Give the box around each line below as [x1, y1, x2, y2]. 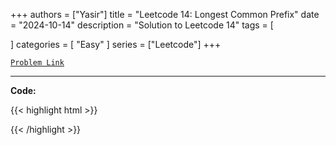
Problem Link [10, 58, 65, 68]
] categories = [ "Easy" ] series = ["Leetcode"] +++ [10, 39, 222, 50]
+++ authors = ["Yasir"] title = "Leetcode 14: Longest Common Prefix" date [10, 9, 320, 20]
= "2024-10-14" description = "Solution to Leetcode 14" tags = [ [10, 19, 274, 31]
